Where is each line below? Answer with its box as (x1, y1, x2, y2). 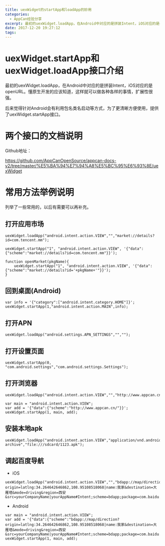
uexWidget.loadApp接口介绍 (5, 65, 124, 76)
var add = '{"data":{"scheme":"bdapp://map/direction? (5, 517, 120, 522)
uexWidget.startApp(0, (5, 360, 52, 365)
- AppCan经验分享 (9, 16, 42, 21)
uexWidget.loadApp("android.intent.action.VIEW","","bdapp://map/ (5, 479, 144, 484)
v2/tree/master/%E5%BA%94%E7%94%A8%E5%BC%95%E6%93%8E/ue (5, 163, 159, 169)
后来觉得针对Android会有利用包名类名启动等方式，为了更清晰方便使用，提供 (5, 105, 159, 111)
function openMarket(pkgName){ (5, 259, 69, 264)
